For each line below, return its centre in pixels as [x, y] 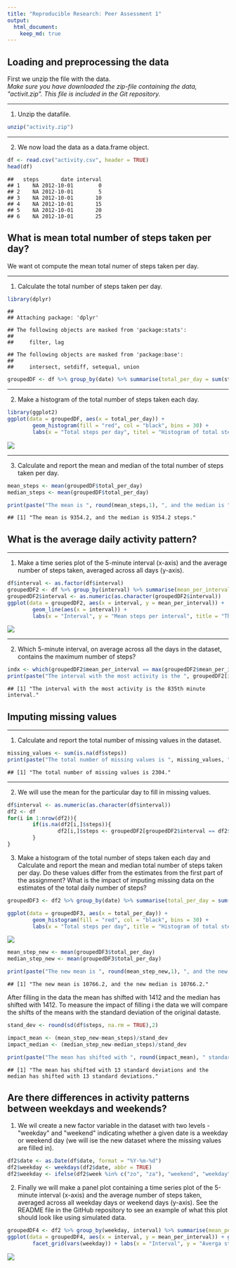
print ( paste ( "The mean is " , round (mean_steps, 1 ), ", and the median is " [119, 505]
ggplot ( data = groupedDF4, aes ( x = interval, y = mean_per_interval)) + [116, 1237]
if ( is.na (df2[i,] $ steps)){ [72, 825]
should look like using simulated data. [72, 1217]
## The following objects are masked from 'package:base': [96, 355]
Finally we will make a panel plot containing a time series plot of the [115, 1187]
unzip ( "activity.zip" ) [40, 128]
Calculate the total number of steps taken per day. [90, 286]
